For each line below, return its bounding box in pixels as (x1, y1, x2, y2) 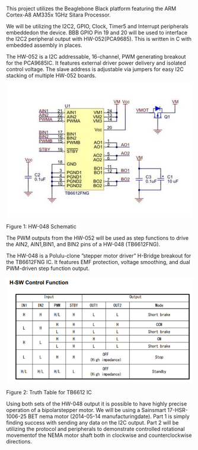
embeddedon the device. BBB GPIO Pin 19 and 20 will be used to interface (6, 29, 188, 36)
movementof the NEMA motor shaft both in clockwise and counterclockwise (6, 432, 192, 439)
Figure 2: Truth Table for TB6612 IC (6, 388, 92, 396)
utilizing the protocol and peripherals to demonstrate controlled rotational (6, 425, 185, 432)
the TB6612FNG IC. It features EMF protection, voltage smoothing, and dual (6, 259, 191, 265)
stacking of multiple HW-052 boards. (6, 72, 97, 79)
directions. (6, 438, 33, 445)
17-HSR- (167, 406, 188, 413)
